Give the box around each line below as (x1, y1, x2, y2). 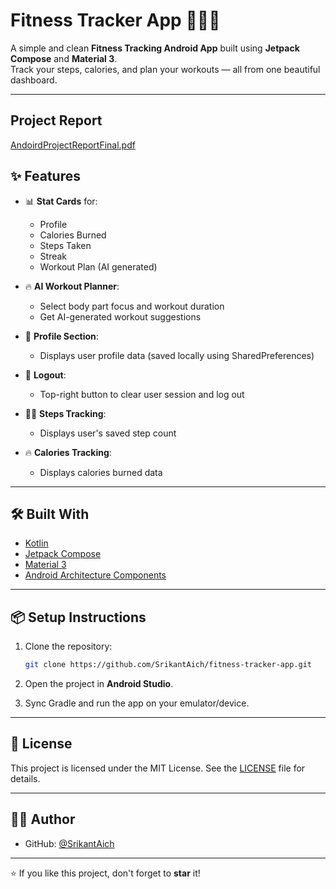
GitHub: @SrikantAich (24, 837, 115, 849)
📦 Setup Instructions (10, 609, 147, 626)
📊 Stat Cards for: (24, 195, 98, 207)
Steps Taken (39, 239, 92, 251)
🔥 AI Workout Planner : (24, 280, 120, 292)
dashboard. (10, 74, 58, 86)
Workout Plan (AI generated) (39, 260, 158, 273)
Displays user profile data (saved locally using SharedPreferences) (39, 349, 315, 361)
